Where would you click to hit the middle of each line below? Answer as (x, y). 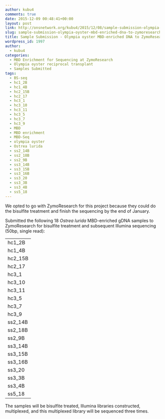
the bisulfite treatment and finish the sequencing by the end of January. (78, 211)
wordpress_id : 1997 (25, 42)
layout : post (18, 23)
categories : (17, 55)
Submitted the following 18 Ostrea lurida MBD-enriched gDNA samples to (79, 221)
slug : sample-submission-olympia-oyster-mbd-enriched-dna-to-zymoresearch (83, 32)
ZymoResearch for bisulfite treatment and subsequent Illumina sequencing (81, 225)
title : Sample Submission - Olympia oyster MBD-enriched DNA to (72, 37)
